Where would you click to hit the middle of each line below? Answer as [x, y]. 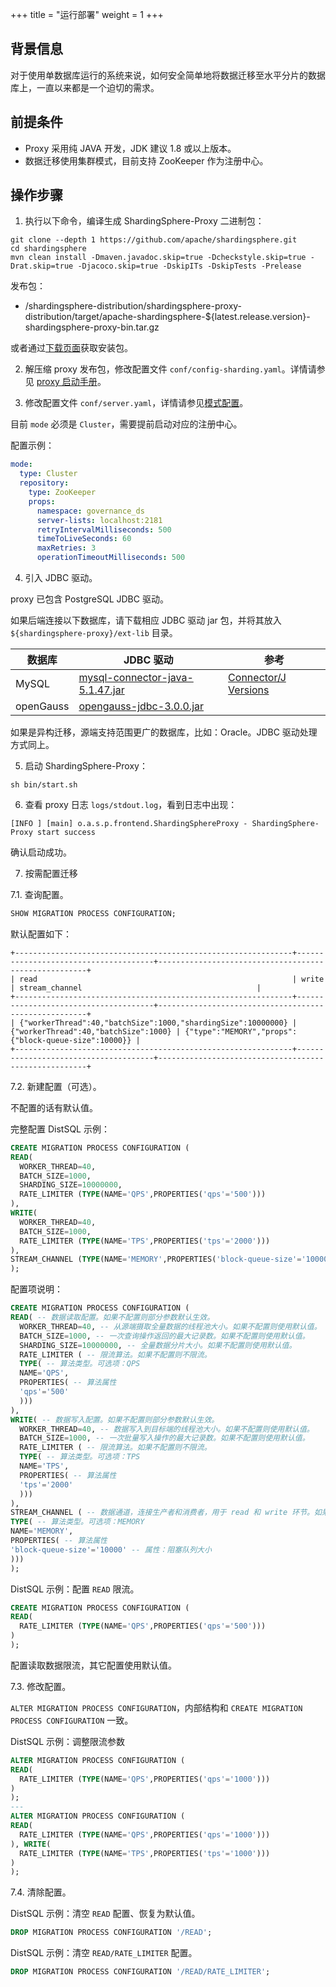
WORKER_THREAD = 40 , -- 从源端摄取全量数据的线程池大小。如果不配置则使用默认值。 [170, 1326]
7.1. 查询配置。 [39, 895]
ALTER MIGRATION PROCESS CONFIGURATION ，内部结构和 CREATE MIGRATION [156, 1707]
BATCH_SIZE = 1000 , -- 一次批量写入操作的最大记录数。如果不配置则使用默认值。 [164, 1438]
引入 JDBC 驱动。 [61, 578]
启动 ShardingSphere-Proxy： [86, 766]
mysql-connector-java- [136, 678]
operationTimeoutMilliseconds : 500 [111, 558]
